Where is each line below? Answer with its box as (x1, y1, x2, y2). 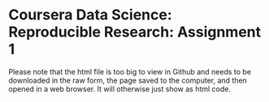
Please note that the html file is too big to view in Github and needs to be (8, 66, 252, 76)
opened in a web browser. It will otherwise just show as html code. (8, 83, 232, 94)
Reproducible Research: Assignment (8, 23, 262, 41)
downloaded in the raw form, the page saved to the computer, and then (8, 75, 248, 85)
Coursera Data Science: (8, 6, 172, 24)
